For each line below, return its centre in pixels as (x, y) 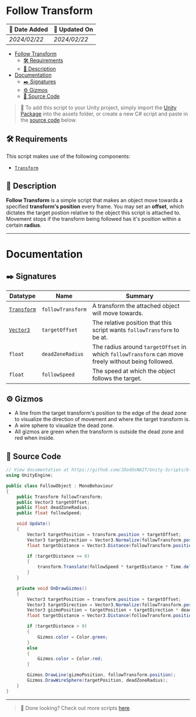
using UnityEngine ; (30, 476)
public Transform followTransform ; (60, 497)
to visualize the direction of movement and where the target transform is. (102, 419)
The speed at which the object (134, 371)
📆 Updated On (73, 29)
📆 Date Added (29, 29)
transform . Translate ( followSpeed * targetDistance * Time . (110, 567)
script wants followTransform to (136, 330)
